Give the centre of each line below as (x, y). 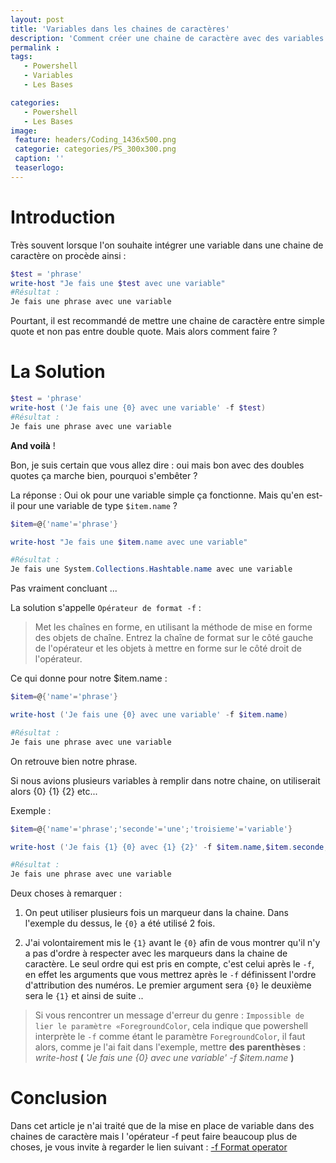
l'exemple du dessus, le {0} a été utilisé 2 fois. (120, 923)
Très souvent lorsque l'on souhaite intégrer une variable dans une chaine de (167, 245)
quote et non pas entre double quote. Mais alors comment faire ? (144, 332)
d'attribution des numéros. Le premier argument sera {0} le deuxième (168, 985)
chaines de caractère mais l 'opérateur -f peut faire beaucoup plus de (154, 1137)
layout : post (37, 19)
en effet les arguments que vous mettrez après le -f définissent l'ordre (170, 975)
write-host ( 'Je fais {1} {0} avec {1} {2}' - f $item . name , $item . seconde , (169, 847)
